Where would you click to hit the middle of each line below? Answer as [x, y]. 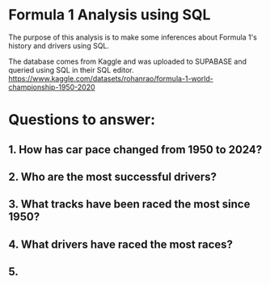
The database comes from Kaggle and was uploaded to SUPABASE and [128, 61]
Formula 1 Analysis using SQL [110, 15]
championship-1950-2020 [52, 87]
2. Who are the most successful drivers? [112, 176]
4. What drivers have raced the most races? [120, 244]
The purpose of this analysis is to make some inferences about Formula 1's [133, 37]
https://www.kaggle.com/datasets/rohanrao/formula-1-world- [111, 78]
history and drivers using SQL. [59, 45]
